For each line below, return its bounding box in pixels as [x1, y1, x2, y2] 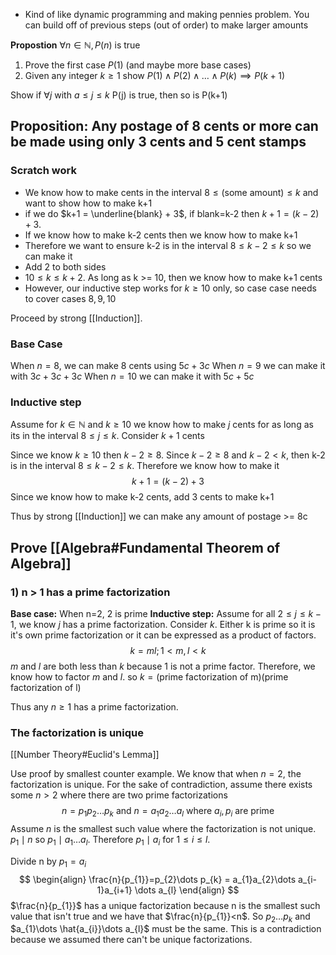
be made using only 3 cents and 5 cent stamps [10, 134, 307, 151]
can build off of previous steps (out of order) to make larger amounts [24, 19, 309, 31]
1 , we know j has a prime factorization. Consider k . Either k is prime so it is [10, 618, 316, 630]
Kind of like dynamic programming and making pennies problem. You [24, 9, 310, 20]
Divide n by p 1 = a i [10, 855, 87, 869]
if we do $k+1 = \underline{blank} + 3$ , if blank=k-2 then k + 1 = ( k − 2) [24, 207, 320, 219]
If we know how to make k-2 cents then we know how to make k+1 [24, 229, 298, 241]
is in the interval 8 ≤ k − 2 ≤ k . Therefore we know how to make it [10, 460, 280, 472]
